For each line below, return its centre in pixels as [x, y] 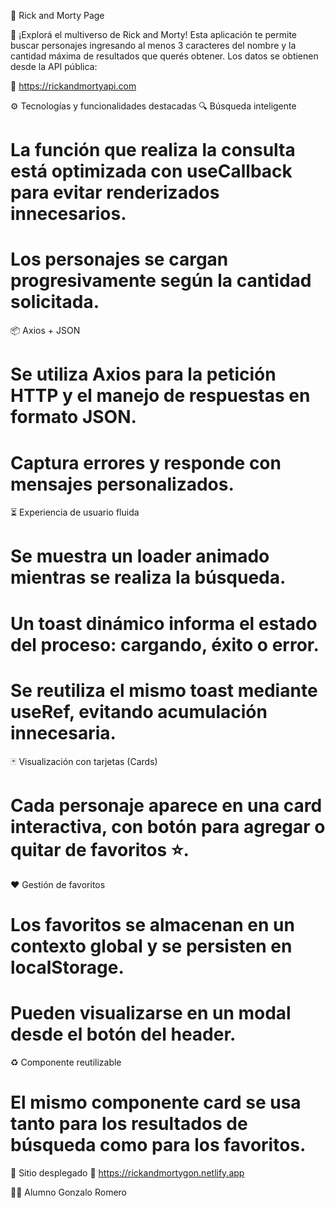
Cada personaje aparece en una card [166, 805]
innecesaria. [63, 732]
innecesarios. [68, 214]
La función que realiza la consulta [153, 150]
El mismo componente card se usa [156, 1102]
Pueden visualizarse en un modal [151, 1012]
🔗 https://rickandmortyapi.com [73, 86]
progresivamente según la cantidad [161, 281]
